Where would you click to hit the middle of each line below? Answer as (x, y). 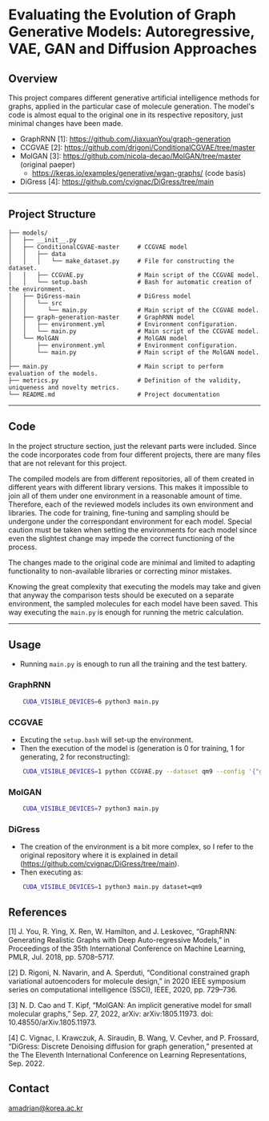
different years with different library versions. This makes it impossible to (128, 487)
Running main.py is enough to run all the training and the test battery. (133, 664)
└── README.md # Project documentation (114, 394)
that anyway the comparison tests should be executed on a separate (121, 595)
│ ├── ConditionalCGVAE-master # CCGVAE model (98, 247)
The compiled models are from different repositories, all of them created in (131, 479)
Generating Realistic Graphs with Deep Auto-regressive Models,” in (119, 940)
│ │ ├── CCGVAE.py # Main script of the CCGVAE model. (134, 275)
